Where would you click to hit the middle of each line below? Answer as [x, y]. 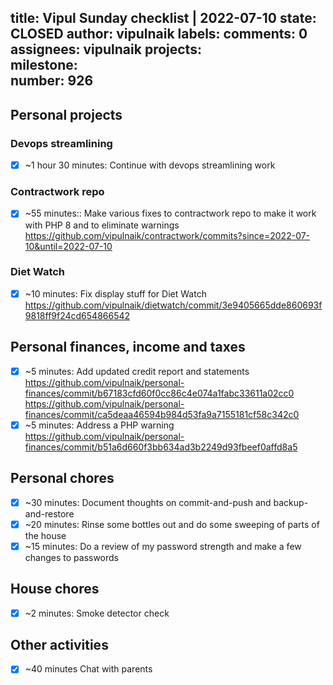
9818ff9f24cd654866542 [77, 315]
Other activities [59, 645]
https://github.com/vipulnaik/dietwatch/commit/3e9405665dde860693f [173, 305]
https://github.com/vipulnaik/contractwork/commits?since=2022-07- [167, 235]
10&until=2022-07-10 [68, 246]
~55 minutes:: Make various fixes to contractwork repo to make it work [170, 213]
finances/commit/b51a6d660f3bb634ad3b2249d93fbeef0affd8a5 [161, 447]
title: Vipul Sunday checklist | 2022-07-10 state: [163, 18]
